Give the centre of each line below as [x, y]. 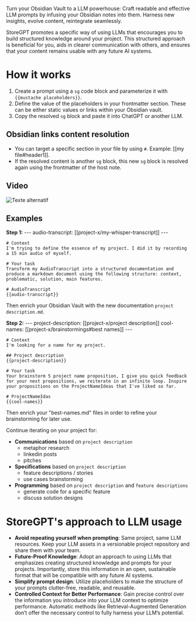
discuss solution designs [53, 498]
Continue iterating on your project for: [52, 431]
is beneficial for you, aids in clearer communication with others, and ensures [98, 45]
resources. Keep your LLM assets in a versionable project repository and [102, 544]
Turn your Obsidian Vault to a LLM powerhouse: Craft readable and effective [98, 9]
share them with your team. [47, 550]
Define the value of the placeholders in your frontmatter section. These [100, 103]
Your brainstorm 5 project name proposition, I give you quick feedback [97, 376]
